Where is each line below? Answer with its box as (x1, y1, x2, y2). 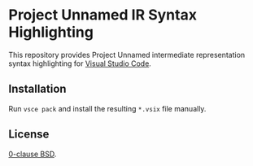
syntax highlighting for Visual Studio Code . (8, 59, 152, 68)
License (8, 128, 50, 142)
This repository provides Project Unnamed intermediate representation (8, 50, 246, 59)
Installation (8, 82, 67, 96)
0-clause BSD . (8, 149, 57, 159)
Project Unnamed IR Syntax (8, 6, 198, 24)
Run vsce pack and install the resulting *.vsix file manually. (8, 103, 207, 113)
